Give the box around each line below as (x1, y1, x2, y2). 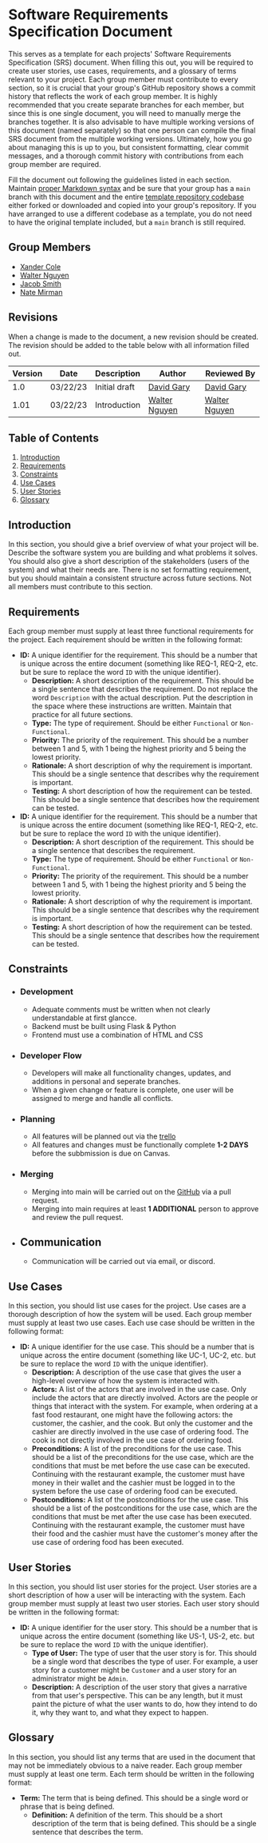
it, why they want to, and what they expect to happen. (31, 1708, 209, 1717)
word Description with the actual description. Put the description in (31, 693, 254, 702)
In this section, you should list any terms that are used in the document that (8, 1752, 256, 1761)
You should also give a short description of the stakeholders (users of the (8, 556, 250, 566)
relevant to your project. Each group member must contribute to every (8, 74, 238, 84)
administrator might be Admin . (31, 1673, 129, 1684)
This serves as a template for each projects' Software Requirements (8, 49, 231, 58)
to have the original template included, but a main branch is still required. (8, 217, 246, 227)
